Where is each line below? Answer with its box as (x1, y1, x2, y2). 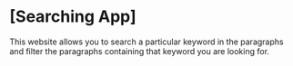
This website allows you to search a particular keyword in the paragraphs (9, 36, 284, 47)
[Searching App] (9, 6, 136, 27)
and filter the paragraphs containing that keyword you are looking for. (9, 45, 270, 56)
